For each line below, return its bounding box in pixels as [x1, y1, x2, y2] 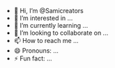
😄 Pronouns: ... [13, 46, 59, 55]
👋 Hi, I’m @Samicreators [13, 7, 84, 15]
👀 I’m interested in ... [13, 14, 73, 22]
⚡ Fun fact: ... [13, 54, 52, 62]
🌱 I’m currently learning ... [13, 22, 89, 29]
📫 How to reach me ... [13, 37, 79, 44]
